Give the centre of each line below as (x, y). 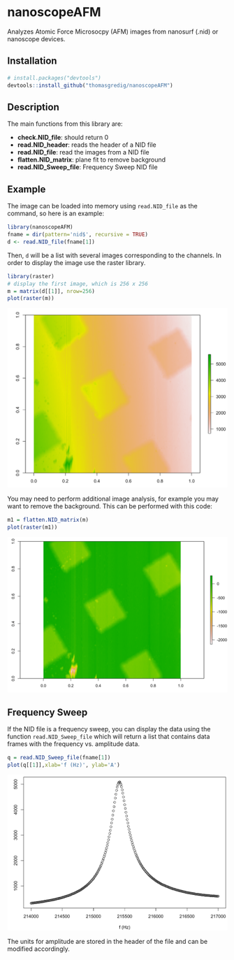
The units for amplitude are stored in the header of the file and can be (108, 941)
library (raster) (31, 276)
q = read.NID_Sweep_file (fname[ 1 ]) (59, 758)
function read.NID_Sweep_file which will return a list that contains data (109, 737)
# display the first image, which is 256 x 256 (78, 284)
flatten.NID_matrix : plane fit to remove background (92, 160)
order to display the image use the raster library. (76, 262)
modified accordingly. (38, 949)
